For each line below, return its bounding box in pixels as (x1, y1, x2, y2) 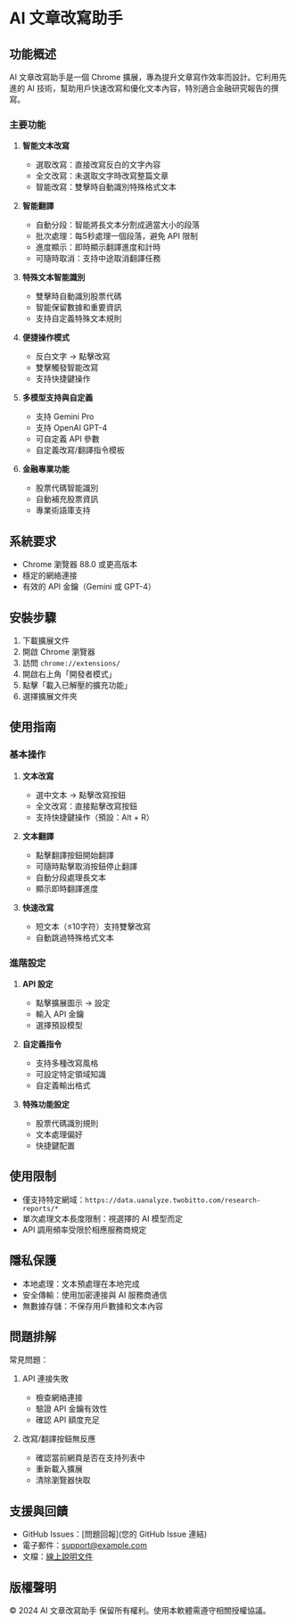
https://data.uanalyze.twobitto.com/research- (84, 1196, 261, 1205)
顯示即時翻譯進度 (35, 883, 99, 894)
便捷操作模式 (21, 332, 70, 343)
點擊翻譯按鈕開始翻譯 (35, 849, 114, 861)
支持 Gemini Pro (35, 411, 95, 422)
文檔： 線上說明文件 (21, 1551, 94, 1562)
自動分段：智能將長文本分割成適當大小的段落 (35, 219, 201, 230)
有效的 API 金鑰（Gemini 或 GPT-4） (21, 581, 156, 592)
